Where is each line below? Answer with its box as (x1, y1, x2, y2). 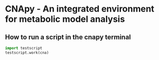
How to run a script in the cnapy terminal (5, 33, 131, 41)
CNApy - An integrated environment (5, 3, 155, 15)
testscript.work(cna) (5, 50, 49, 55)
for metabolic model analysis (5, 14, 125, 25)
